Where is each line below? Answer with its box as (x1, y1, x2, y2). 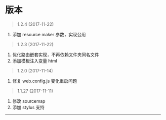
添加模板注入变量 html (12, 58, 58, 63)
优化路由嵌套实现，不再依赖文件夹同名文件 (12, 52, 99, 58)
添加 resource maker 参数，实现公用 (12, 31, 86, 37)
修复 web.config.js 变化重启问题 (12, 78, 78, 84)
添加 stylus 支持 (12, 104, 44, 110)
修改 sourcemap (12, 98, 45, 104)
